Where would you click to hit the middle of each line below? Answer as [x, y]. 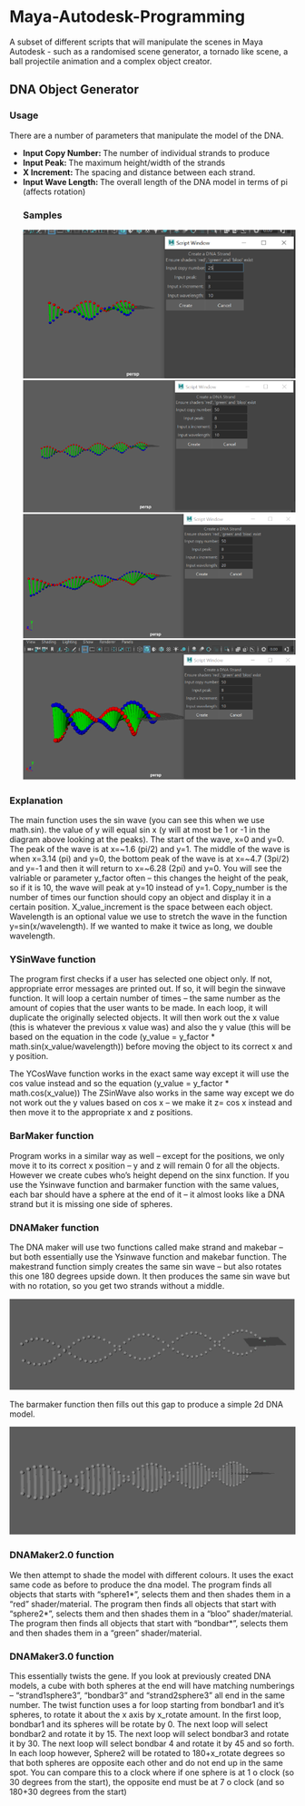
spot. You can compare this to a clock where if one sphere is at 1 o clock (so [152, 1772]
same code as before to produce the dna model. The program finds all [141, 1585]
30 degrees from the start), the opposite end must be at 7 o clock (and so [147, 1781]
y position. [29, 1056]
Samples [42, 215]
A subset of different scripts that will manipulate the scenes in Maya [136, 42]
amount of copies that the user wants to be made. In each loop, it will [138, 1008]
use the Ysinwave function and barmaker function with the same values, [144, 1184]
